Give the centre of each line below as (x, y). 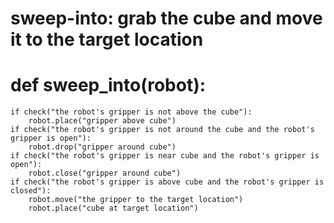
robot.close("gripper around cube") (105, 173)
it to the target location (107, 39)
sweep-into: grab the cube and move (166, 18)
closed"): (31, 191)
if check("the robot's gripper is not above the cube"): (131, 112)
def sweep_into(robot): (108, 85)
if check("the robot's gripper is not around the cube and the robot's (162, 130)
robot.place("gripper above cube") (102, 121)
